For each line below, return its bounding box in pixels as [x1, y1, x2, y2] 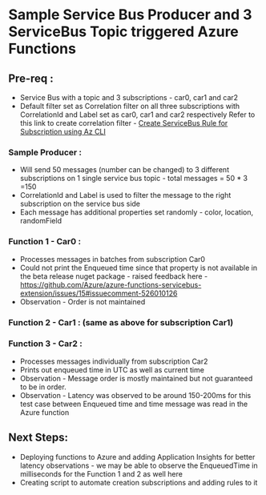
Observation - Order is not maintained [19, 296, 146, 306]
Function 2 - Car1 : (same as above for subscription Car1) [8, 316, 234, 328]
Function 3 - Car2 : [8, 338, 83, 349]
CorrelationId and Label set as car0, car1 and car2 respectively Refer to [19, 110, 256, 119]
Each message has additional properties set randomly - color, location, [19, 207, 254, 217]
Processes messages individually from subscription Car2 [19, 356, 208, 366]
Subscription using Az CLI [19, 127, 107, 136]
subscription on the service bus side [19, 199, 141, 209]
